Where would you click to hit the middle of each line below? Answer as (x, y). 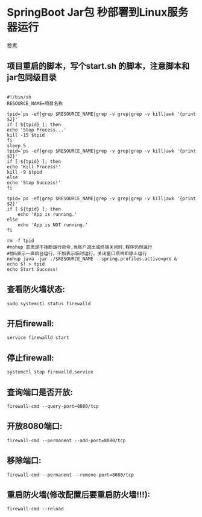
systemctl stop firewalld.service (50, 372)
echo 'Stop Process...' (37, 130)
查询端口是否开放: (40, 392)
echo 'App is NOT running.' (53, 225)
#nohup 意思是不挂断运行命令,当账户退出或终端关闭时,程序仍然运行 (80, 247)
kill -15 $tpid (26, 135)
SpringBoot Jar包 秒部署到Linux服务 (98, 12)
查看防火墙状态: (36, 289)
